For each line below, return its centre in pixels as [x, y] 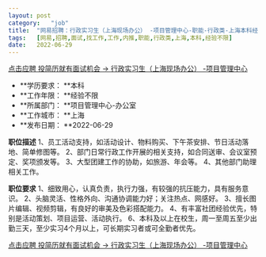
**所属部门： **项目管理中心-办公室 [78, 105]
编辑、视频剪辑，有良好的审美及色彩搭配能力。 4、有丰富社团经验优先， [133, 209]
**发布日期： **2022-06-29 [66, 125]
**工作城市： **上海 [52, 115]
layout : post [30, 15]
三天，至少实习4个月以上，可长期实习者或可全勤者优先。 [107, 228]
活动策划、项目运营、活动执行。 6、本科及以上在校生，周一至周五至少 [136, 218]
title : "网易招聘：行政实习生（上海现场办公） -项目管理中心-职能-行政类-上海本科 [130, 30]
